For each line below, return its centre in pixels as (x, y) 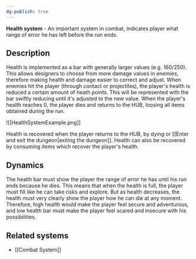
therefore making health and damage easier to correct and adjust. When (94, 80)
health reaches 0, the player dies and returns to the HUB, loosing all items (95, 105)
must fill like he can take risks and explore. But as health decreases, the (93, 192)
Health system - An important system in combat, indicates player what (92, 28)
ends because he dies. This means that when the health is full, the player (95, 186)
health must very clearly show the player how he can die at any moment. (94, 198)
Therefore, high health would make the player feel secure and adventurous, (97, 205)
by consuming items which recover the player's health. (73, 147)
